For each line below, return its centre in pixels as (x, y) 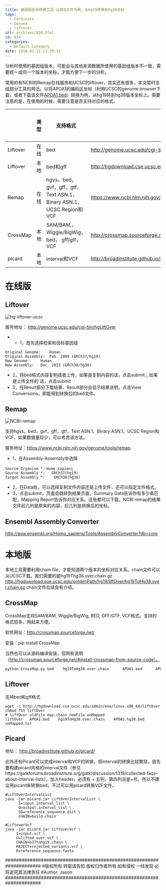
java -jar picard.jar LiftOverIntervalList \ (53, 799)
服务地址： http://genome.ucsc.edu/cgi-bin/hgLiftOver (61, 327)
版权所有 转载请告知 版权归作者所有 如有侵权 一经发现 (99, 866)
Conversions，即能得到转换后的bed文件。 (55, 393)
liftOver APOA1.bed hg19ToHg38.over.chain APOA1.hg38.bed (75, 719)
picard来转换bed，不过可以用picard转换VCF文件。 (65, 785)
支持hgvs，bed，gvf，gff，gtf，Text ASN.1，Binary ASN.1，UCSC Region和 (82, 431)
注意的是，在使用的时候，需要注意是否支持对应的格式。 (61, 101)
